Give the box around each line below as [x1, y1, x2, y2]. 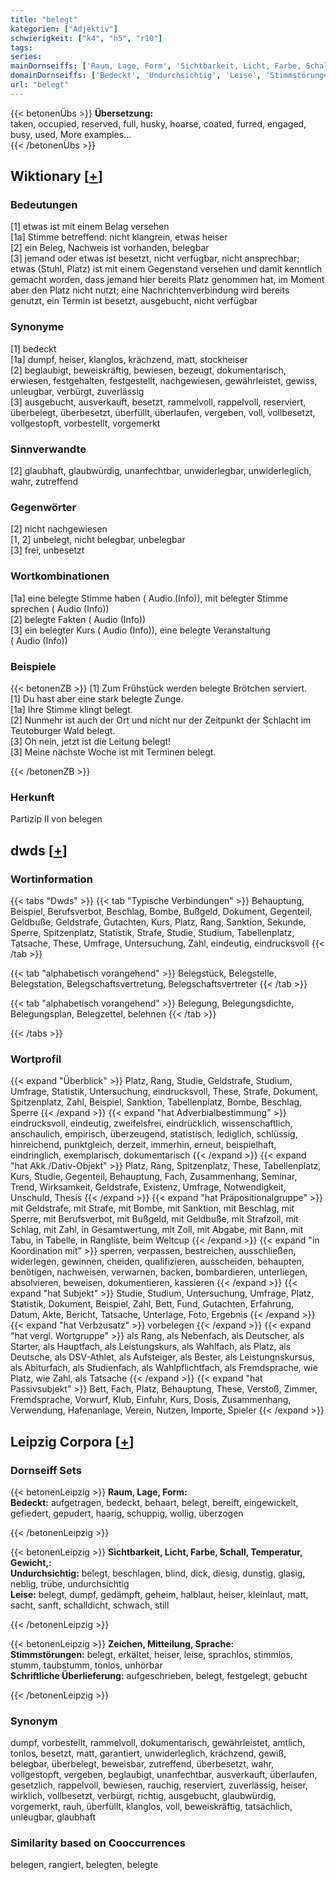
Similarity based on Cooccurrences [10, 1836, 186, 1850]
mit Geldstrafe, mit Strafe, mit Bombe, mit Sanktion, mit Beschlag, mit [10, 1202, 295, 1215]
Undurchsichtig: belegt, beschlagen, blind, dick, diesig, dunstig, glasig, [10, 1567, 306, 1579]
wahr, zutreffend [10, 476, 79, 488]
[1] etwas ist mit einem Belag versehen [10, 221, 170, 233]
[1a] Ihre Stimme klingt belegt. [10, 703, 133, 715]
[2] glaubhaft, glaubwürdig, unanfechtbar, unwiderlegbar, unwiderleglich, [10, 465, 312, 477]
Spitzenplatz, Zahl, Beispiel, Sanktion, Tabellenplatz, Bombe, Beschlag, [10, 1096, 303, 1108]
